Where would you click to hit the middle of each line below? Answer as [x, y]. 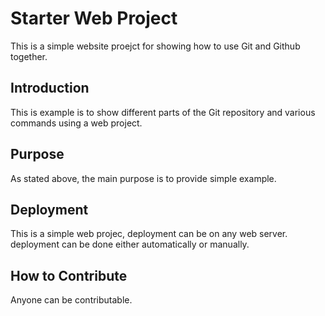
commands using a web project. [76, 123]
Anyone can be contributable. [71, 300]
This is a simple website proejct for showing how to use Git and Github [155, 46]
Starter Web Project [94, 18]
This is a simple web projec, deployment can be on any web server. [149, 234]
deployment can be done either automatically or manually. [130, 244]
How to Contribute [69, 275]
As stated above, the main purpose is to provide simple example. [143, 178]
